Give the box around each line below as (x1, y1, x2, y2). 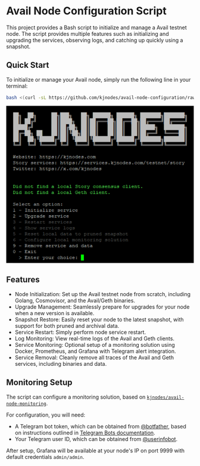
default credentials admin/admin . (6, 453, 85, 460)
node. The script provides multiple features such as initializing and (6, 30, 169, 37)
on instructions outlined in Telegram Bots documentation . (14, 429, 156, 436)
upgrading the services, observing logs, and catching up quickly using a (6, 36, 183, 44)
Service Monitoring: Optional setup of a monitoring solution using (14, 341, 175, 348)
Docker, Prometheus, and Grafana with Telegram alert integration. (14, 347, 177, 355)
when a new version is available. (14, 309, 95, 316)
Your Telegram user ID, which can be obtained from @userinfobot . (14, 435, 177, 442)
